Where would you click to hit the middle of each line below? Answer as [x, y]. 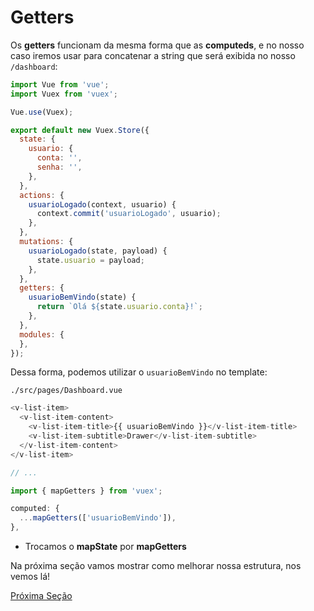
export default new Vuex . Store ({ [80, 130]
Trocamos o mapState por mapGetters [105, 547]
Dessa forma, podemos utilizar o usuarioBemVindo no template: [139, 372]
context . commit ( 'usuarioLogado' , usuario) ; [129, 214]
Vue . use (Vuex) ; [42, 112]
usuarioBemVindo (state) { [82, 297]
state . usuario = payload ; [90, 260]
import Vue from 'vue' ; [60, 84]
